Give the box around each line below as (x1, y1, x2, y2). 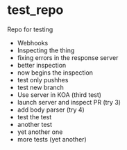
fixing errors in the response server (17, 53, 119, 61)
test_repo (7, 2, 64, 18)
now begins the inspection (17, 68, 94, 77)
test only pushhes (17, 75, 69, 84)
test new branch (17, 83, 65, 91)
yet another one (17, 128, 63, 136)
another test (17, 120, 53, 128)
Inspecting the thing (17, 46, 75, 54)
